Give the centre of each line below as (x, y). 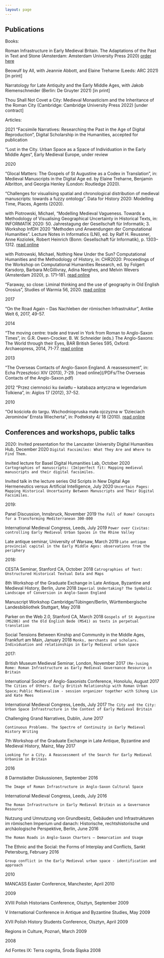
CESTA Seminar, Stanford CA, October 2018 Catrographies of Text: (74, 569)
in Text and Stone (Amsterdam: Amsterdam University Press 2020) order (78, 56)
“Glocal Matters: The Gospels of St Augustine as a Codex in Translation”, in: (81, 174)
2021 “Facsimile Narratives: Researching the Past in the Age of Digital (75, 129)
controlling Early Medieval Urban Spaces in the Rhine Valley (70, 532)
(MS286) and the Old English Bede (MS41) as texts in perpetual (72, 621)
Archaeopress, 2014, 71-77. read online (44, 349)
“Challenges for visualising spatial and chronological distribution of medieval (82, 194)
